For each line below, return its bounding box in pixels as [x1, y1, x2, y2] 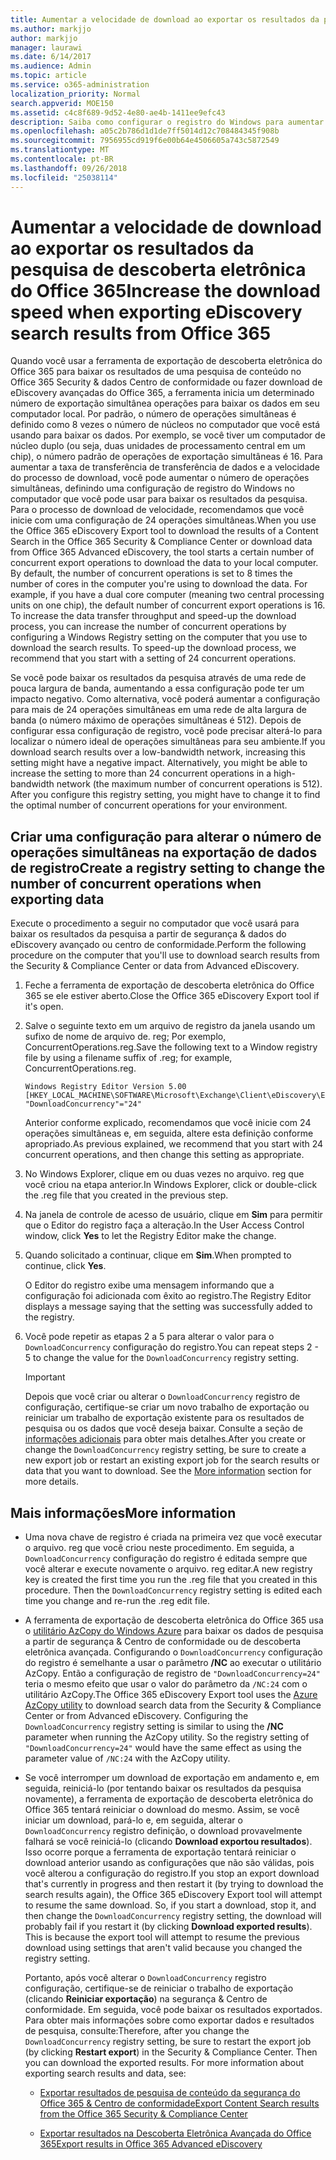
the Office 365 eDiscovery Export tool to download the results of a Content [10, 525, 319, 537]
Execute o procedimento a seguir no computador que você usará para [10, 917, 300, 930]
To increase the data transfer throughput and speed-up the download [10, 610, 297, 622]
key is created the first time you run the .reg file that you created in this [24, 1574, 318, 1586]
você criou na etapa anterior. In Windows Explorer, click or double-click [24, 1179, 318, 1191]
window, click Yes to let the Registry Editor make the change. [24, 1230, 277, 1242]
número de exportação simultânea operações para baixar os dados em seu [10, 397, 320, 410]
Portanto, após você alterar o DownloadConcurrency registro [24, 1972, 267, 1984]
